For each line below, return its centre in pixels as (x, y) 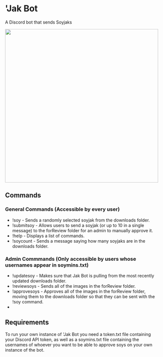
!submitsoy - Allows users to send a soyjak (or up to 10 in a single (78, 225)
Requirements (27, 322)
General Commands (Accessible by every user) (62, 209)
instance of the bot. (25, 350)
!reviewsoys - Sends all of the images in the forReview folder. (74, 286)
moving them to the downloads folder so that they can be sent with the (83, 296)
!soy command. (28, 302)
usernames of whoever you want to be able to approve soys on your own (79, 345)
